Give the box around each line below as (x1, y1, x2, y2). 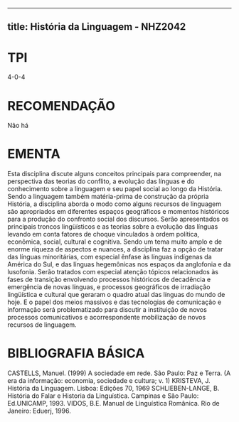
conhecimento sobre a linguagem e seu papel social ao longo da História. (7, 185, 223, 193)
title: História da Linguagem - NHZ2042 (7, 21, 186, 33)
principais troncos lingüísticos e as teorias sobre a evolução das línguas (7, 222, 218, 231)
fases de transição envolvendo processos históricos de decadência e (7, 275, 211, 284)
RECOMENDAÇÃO (7, 97, 116, 114)
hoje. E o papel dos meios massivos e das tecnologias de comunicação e (7, 298, 222, 306)
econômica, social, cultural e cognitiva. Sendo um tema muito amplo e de (7, 237, 223, 246)
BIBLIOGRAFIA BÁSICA (7, 345, 145, 362)
